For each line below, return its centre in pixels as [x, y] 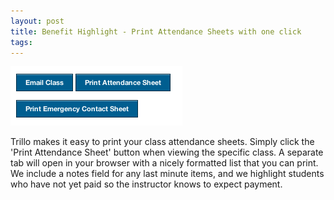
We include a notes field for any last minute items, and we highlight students [167, 174]
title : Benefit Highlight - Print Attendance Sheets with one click [156, 31]
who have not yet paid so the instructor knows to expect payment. [146, 184]
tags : [21, 42]
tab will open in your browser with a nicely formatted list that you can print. [164, 163]
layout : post [37, 21]
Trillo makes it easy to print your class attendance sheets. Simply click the [162, 142]
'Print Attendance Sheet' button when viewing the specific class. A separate [167, 152]
